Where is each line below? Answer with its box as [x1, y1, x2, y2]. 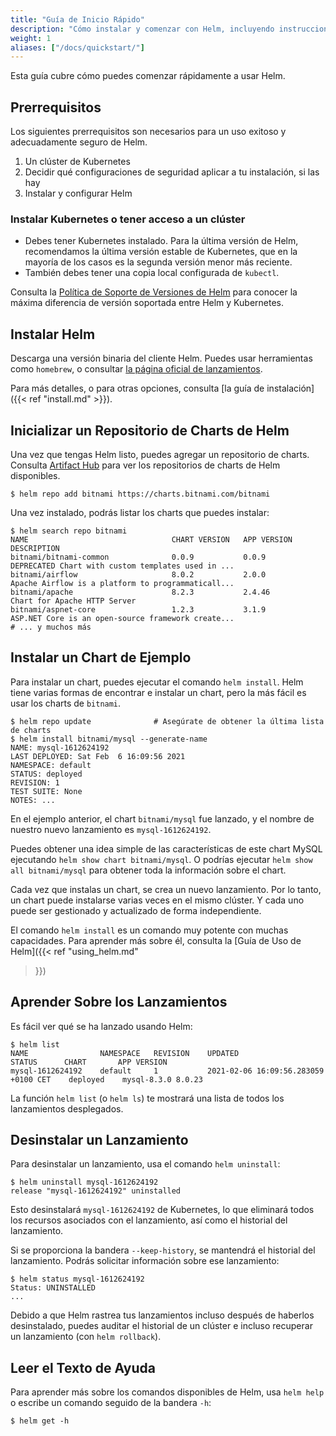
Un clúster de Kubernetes [24, 156, 131, 168]
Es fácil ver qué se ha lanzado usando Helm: [10, 1020, 193, 1032]
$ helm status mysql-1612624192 [10, 1274, 145, 1285]
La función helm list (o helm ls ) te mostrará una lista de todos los [10, 1092, 285, 1104]
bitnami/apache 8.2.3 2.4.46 [10, 587, 271, 597]
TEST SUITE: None [10, 786, 83, 796]
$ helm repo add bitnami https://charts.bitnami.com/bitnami [10, 489, 271, 499]
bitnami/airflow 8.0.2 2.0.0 [10, 569, 267, 580]
